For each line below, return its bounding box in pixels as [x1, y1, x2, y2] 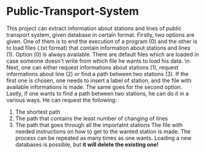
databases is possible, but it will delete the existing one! [15, 141, 159, 148]
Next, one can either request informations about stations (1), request [6, 63, 179, 71]
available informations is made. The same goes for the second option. [6, 83, 182, 90]
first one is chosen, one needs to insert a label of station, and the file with [6, 77, 192, 84]
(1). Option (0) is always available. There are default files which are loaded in [6, 50, 199, 58]
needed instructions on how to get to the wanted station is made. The [15, 128, 191, 135]
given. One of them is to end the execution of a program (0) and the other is [6, 37, 198, 45]
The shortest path [15, 108, 61, 115]
